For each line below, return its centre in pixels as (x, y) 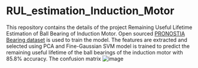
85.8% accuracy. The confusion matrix (54, 59)
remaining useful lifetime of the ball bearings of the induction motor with (95, 52)
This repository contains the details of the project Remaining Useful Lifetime (99, 27)
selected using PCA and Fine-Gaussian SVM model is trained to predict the (98, 46)
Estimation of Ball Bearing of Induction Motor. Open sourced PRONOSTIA (96, 33)
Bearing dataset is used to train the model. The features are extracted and (97, 40)
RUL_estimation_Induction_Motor (90, 11)
